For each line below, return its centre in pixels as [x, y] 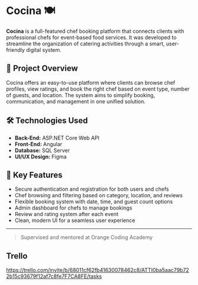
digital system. [44, 49]
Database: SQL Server [42, 150]
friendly [16, 49]
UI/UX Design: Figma [40, 157]
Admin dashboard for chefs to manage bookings [73, 208]
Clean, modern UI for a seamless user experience [75, 220]
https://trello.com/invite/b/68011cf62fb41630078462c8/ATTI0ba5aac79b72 [98, 270]
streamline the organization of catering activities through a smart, [85, 44]
